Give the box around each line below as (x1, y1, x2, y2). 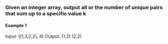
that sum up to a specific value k (5, 10, 86, 17)
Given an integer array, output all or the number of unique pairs (5, 4, 163, 11)
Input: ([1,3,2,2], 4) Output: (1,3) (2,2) (5, 34, 82, 40)
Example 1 (5, 22, 27, 28)
